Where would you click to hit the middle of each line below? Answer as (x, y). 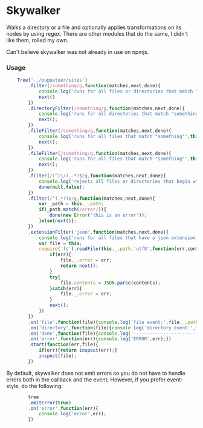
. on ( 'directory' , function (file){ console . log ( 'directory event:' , (112, 328)
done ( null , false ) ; (62, 187)
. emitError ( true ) (50, 403)
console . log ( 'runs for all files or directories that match (116, 91)
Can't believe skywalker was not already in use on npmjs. (78, 51)
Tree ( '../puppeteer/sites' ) (52, 80)
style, (13, 386)
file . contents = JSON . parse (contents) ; (111, 283)
